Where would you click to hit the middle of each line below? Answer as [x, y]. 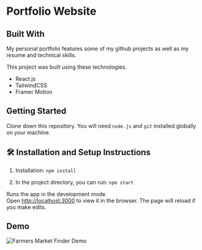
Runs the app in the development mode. [57, 194]
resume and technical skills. [41, 55]
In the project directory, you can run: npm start [74, 182]
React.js [25, 79]
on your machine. [28, 132]
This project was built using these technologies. [67, 67]
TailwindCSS [31, 85]
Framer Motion [34, 92]
